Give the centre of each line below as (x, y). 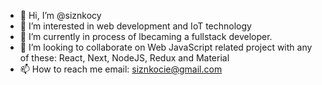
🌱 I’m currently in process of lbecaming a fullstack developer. (146, 36)
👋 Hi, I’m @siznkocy (60, 15)
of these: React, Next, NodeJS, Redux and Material (124, 58)
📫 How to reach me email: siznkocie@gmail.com (121, 69)
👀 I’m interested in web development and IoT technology (135, 26)
